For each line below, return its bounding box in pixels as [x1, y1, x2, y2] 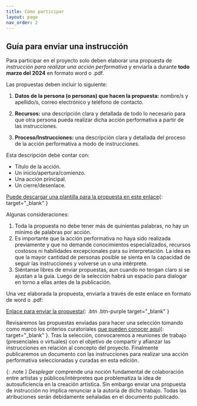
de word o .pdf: [6, 296, 44, 303]
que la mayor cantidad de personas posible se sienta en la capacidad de [14, 254, 191, 261]
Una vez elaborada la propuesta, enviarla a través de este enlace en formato [6, 290, 191, 298]
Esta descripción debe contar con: [6, 151, 90, 159]
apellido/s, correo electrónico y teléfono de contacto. [14, 98, 144, 106]
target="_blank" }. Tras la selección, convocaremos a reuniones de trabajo [6, 332, 187, 339]
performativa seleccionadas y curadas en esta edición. [6, 357, 139, 364]
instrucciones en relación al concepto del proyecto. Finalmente [6, 344, 159, 351]
